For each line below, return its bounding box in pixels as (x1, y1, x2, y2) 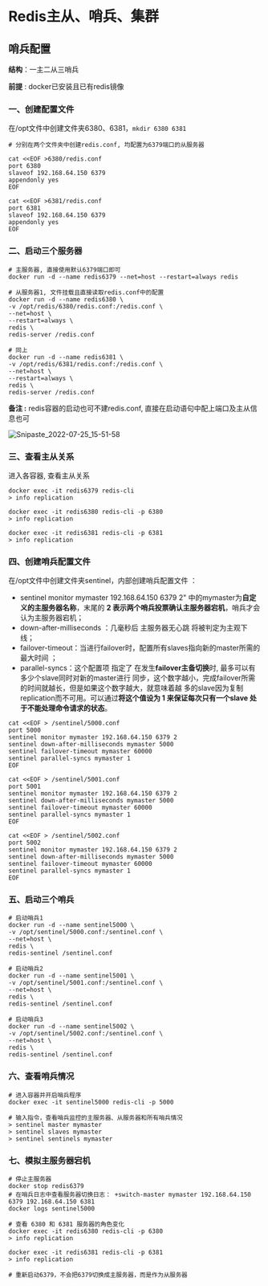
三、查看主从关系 (8, 451, 75, 462)
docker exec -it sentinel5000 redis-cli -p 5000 (8, 1098, 174, 1106)
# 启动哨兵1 (8, 914, 44, 922)
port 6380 (8, 162, 42, 170)
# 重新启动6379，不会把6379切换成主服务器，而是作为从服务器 (8, 1271, 188, 1280)
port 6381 (8, 204, 42, 213)
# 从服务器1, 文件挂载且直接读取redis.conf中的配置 (8, 288, 164, 296)
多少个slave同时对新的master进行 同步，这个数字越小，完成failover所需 (19, 673, 256, 683)
